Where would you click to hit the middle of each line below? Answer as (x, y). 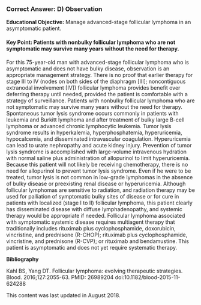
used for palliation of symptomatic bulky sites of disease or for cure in (93, 196)
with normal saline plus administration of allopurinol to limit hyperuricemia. (98, 158)
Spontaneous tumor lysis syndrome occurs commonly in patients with (92, 113)
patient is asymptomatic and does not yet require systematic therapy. (92, 247)
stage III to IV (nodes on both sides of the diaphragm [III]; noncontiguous (96, 81)
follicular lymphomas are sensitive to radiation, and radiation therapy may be (100, 190)
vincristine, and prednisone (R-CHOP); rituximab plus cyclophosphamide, (97, 235)
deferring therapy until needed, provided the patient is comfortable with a (97, 94)
